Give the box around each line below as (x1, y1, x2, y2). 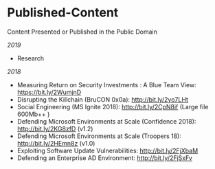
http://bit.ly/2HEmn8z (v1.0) (16, 139, 95, 147)
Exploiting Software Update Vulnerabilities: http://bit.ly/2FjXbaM (16, 146, 199, 155)
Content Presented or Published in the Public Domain (7, 27, 158, 36)
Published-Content (7, 5, 119, 21)
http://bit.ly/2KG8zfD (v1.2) (16, 124, 93, 133)
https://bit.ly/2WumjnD (16, 88, 82, 96)
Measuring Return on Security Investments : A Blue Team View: (16, 80, 197, 89)
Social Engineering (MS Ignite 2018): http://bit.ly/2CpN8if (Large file (16, 102, 209, 111)
